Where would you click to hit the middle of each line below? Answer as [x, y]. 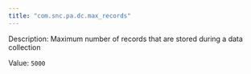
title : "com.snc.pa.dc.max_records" [70, 16]
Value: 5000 [27, 63]
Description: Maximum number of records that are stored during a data [126, 39]
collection [25, 47]
